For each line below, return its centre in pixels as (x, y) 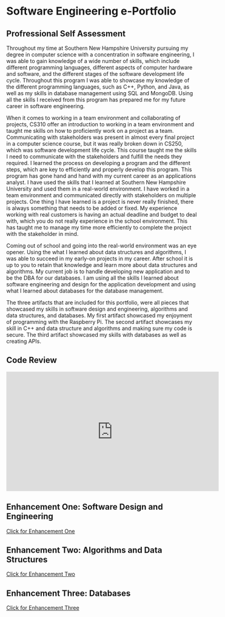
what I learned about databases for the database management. (85, 291)
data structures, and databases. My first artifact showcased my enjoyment (99, 315)
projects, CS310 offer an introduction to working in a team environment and (100, 124)
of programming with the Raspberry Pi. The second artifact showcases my (99, 322)
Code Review (32, 360)
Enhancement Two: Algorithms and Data (84, 550)
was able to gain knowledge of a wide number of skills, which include (93, 61)
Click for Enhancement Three (43, 608)
